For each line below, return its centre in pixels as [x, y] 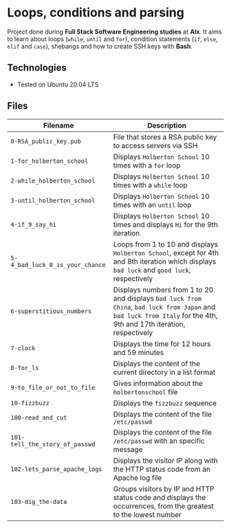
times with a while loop [150, 185]
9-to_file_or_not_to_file [53, 387]
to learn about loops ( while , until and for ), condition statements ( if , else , [112, 38]
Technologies [37, 68]
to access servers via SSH [155, 146]
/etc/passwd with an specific [159, 441]
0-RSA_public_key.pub [46, 141]
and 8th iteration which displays [165, 261]
